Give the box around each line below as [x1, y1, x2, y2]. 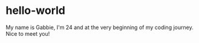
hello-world [5, 4, 66, 18]
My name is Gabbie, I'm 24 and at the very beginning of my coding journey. [5, 24, 194, 31]
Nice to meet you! [5, 30, 50, 37]
